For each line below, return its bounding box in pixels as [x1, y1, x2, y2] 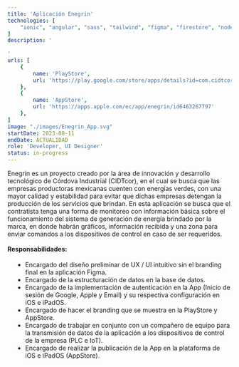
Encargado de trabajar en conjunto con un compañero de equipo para [25, 321, 230, 329]
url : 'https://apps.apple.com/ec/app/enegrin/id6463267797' [33, 103, 215, 110]
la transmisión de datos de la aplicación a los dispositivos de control [25, 329, 225, 337]
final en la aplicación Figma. [25, 268, 107, 276]
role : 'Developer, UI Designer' [7, 143, 103, 150]
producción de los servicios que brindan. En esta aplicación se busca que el [7, 200, 231, 207]
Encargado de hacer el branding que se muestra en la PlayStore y [25, 306, 218, 314]
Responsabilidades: [7, 245, 68, 253]
